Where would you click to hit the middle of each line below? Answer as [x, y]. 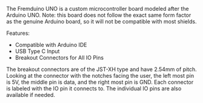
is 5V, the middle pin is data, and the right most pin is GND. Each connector [100, 82]
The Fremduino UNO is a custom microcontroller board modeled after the [98, 9]
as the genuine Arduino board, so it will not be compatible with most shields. [101, 21]
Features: [18, 33]
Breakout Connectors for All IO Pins [59, 58]
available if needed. [31, 95]
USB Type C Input [37, 51]
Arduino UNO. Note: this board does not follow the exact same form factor [99, 15]
